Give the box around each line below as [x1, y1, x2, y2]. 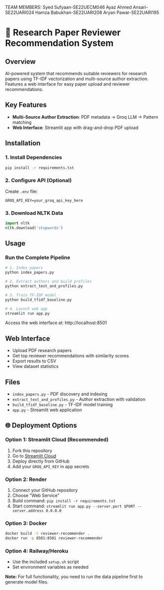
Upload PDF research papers [12, 348, 72, 354]
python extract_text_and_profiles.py [5, 284, 83, 289]
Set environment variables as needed [12, 564, 89, 570]
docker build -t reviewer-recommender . [5, 531, 90, 536]
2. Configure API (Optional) [5, 177, 72, 184]
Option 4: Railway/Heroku [5, 547, 68, 554]
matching [12, 119, 32, 125]
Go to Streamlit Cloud [12, 453, 56, 459]
